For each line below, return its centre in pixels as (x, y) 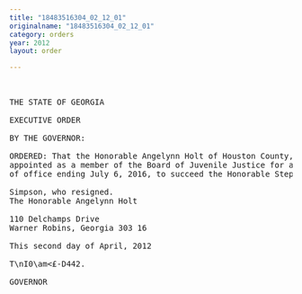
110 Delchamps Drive (55, 219)
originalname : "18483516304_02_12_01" (82, 26)
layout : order (36, 51)
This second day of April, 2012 (80, 246)
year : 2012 (30, 43)
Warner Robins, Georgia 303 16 (78, 228)
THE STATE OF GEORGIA (57, 102)
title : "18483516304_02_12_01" (68, 18)
